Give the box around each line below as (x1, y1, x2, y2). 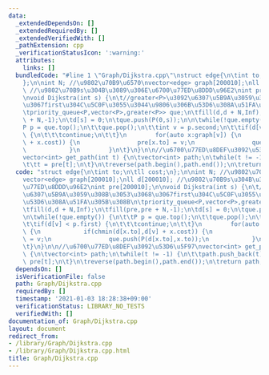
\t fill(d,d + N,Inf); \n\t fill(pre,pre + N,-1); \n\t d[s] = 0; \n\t (22, 205, 246, 213)
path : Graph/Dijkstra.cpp (15, 280, 102, 288)
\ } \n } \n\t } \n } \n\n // (22, 146, 163, 154)
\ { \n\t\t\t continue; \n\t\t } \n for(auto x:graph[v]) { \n (22, 131, 242, 139)
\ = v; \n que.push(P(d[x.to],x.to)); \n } (22, 236, 256, 244)
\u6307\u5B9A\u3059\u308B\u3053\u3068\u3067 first (22, 190, 192, 199)
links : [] (22, 64, 56, 72)
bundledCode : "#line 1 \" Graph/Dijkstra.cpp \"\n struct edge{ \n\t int (15, 71, 249, 79)
